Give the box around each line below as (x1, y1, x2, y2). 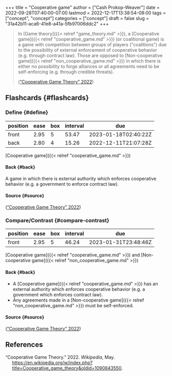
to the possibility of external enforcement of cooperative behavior (17, 47, 158, 53)
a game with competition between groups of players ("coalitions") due (17, 42, 167, 48)
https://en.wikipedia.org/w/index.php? (12, 359, 93, 366)
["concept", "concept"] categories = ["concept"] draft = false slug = (5, 15, 149, 21)
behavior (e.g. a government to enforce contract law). (5, 181, 119, 187)
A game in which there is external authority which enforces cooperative (5, 175, 157, 182)
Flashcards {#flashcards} (5, 93, 89, 102)
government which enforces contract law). (12, 291, 103, 298)
